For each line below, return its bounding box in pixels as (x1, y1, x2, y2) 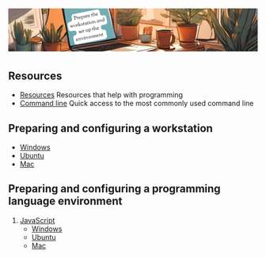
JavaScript (19, 215, 55, 225)
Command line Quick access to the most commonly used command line (19, 99, 254, 108)
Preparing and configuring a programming (8, 182, 221, 195)
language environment (8, 195, 123, 208)
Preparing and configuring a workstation (8, 121, 214, 135)
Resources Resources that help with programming (19, 90, 184, 100)
